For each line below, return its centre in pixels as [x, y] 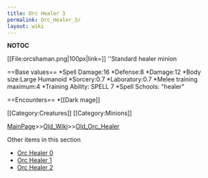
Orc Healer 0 [35, 153]
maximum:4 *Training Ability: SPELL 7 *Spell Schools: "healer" [96, 87]
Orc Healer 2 [35, 168]
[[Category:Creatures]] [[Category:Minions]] [69, 113]
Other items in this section [44, 140]
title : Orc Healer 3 [37, 13]
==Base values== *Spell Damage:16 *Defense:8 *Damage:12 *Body [104, 72]
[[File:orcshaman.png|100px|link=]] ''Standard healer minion [92, 59]
